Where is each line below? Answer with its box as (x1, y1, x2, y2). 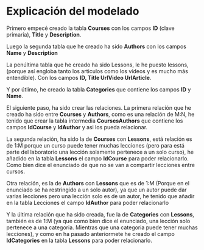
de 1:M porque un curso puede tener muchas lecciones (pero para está (6, 141, 185, 149)
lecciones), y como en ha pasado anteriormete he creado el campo (6, 230, 175, 237)
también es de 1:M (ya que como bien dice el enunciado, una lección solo (6, 217, 191, 224)
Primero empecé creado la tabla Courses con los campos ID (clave (6, 24, 175, 32)
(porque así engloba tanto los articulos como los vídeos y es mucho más (6, 67, 189, 74)
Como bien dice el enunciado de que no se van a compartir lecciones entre (6, 161, 195, 168)
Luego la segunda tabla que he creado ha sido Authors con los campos (6, 43, 187, 50)
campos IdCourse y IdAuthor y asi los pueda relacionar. (6, 123, 148, 130)
